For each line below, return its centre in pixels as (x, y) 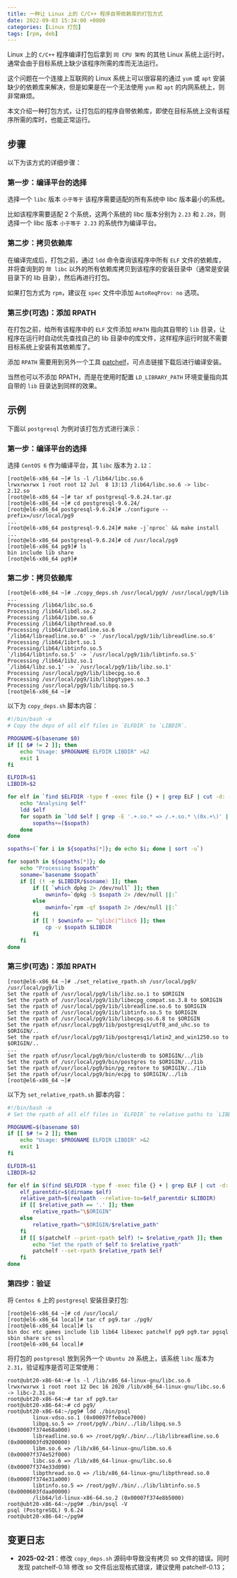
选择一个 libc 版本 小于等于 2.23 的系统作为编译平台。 (84, 223)
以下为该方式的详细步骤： (44, 162)
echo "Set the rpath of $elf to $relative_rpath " (107, 1244)
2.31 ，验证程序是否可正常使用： (54, 1368)
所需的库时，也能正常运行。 (53, 120)
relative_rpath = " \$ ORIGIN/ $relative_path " (96, 1225)
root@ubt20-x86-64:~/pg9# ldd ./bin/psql (69, 1412)
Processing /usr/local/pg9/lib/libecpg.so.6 (74, 674)
